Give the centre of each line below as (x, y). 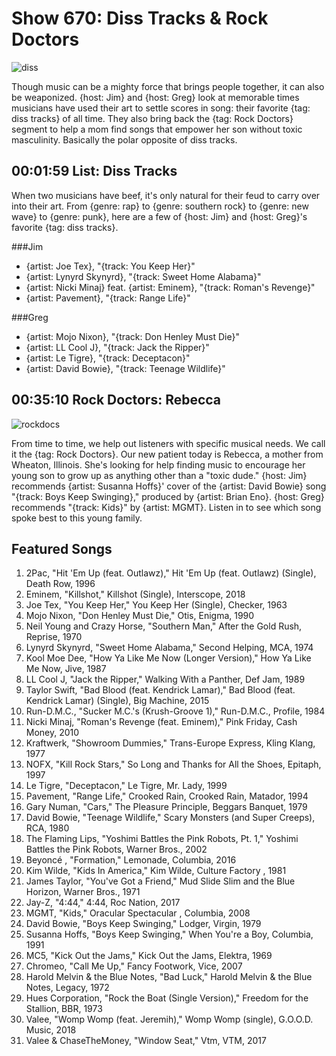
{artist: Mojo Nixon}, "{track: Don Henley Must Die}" (132, 336)
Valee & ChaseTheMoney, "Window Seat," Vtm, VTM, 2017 (146, 1041)
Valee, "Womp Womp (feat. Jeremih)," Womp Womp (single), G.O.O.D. (169, 1019)
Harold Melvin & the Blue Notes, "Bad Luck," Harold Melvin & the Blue (169, 977)
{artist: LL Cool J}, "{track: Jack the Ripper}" (117, 347)
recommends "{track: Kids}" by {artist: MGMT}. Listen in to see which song (166, 507)
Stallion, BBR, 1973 (64, 1009)
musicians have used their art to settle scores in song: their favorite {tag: (161, 108)
